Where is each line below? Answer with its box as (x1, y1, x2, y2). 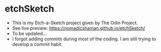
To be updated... (12, 30, 47, 36)
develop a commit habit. (12, 41, 63, 47)
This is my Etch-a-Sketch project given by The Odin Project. (12, 20, 138, 26)
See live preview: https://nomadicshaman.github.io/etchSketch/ (12, 25, 145, 31)
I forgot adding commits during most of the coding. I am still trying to (12, 36, 156, 42)
